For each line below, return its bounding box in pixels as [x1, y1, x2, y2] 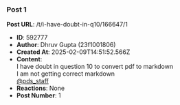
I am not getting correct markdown [16, 70, 115, 78]
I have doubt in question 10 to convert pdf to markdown [16, 63, 173, 71]
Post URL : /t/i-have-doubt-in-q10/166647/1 [6, 20, 128, 29]
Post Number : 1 [16, 91, 61, 100]
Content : [16, 55, 43, 63]
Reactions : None [16, 84, 65, 93]
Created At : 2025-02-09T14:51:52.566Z [16, 48, 131, 56]
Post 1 [6, 5, 27, 14]
